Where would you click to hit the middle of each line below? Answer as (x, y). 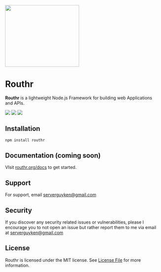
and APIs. (15, 103)
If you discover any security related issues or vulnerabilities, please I (75, 222)
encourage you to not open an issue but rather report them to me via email (81, 228)
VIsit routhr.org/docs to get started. (41, 167)
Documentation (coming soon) (53, 156)
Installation (23, 129)
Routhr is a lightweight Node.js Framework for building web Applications (79, 98)
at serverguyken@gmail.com (34, 233)
